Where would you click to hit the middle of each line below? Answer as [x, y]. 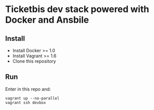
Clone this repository [34, 61]
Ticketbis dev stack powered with [77, 9]
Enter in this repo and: [28, 89]
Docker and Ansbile [47, 20]
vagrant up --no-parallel [32, 98]
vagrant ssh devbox [26, 102]
